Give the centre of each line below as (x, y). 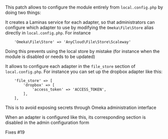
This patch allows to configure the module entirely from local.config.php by (84, 7)
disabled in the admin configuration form (47, 122)
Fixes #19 (15, 132)
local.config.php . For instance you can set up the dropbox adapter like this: (84, 71)
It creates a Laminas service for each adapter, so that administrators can (80, 22)
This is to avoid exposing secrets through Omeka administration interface (81, 107)
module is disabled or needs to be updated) (50, 56)
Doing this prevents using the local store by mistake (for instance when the (82, 51)
